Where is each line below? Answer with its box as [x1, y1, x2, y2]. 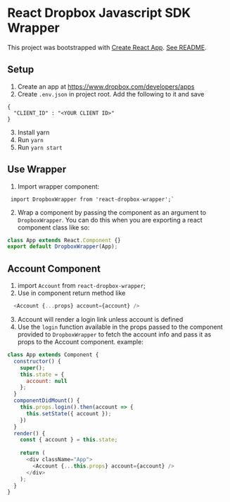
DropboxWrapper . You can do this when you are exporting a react [17, 215, 203, 224]
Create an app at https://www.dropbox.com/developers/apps [17, 82, 195, 91]
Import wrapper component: [17, 182, 100, 191]
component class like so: [17, 223, 90, 232]
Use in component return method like [17, 289, 126, 297]
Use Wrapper [7, 163, 67, 175]
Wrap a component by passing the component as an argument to [17, 208, 206, 216]
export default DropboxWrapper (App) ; [7, 243, 118, 251]
